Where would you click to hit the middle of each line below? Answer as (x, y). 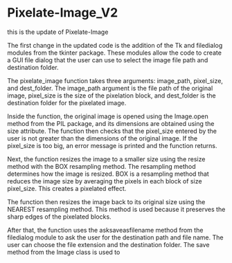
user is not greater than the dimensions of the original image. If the (102, 138)
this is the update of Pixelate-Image (58, 32)
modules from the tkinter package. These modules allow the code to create (114, 53)
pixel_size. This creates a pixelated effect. (67, 188)
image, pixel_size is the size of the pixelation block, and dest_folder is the (111, 96)
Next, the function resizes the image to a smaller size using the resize (106, 159)
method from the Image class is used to (64, 252)
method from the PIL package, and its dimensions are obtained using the (111, 123)
